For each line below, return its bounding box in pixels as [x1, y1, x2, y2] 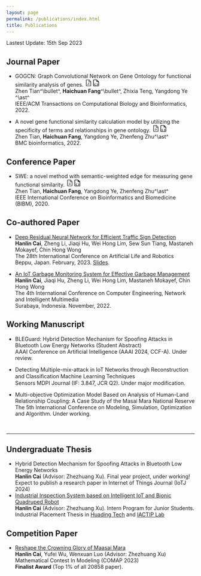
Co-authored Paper [6, 217, 80, 228]
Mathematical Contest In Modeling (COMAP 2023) [14, 557, 139, 564]
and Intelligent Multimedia [14, 296, 79, 303]
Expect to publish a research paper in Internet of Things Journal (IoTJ [14, 479, 187, 486]
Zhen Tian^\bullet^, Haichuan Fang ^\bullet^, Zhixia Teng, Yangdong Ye [14, 87, 188, 95]
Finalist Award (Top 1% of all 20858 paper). [14, 563, 124, 571]
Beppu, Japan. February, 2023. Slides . [14, 259, 109, 266]
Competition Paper [6, 528, 78, 538]
